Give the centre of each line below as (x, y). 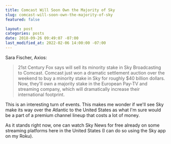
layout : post (19, 29)
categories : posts (25, 34)
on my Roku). (19, 136)
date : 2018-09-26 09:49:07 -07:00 (42, 38)
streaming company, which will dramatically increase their (79, 89)
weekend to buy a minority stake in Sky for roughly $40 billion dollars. (91, 78)
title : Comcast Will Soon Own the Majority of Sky (60, 10)
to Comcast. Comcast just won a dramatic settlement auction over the (91, 73)
